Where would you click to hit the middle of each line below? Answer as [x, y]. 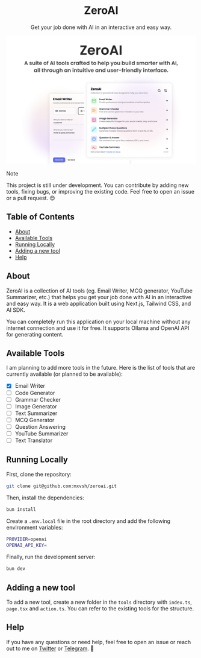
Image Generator [36, 406]
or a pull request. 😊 [31, 198]
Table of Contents [41, 217]
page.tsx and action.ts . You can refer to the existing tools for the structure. [100, 609]
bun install [21, 509]
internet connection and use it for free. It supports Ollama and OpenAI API [98, 328]
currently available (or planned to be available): [65, 374]
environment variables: [35, 527]
